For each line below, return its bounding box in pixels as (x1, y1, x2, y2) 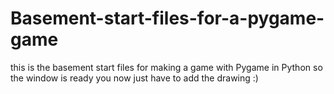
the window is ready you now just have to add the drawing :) (10, 72, 259, 84)
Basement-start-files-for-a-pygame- (10, 7, 325, 30)
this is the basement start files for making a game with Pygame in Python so (10, 61, 323, 73)
